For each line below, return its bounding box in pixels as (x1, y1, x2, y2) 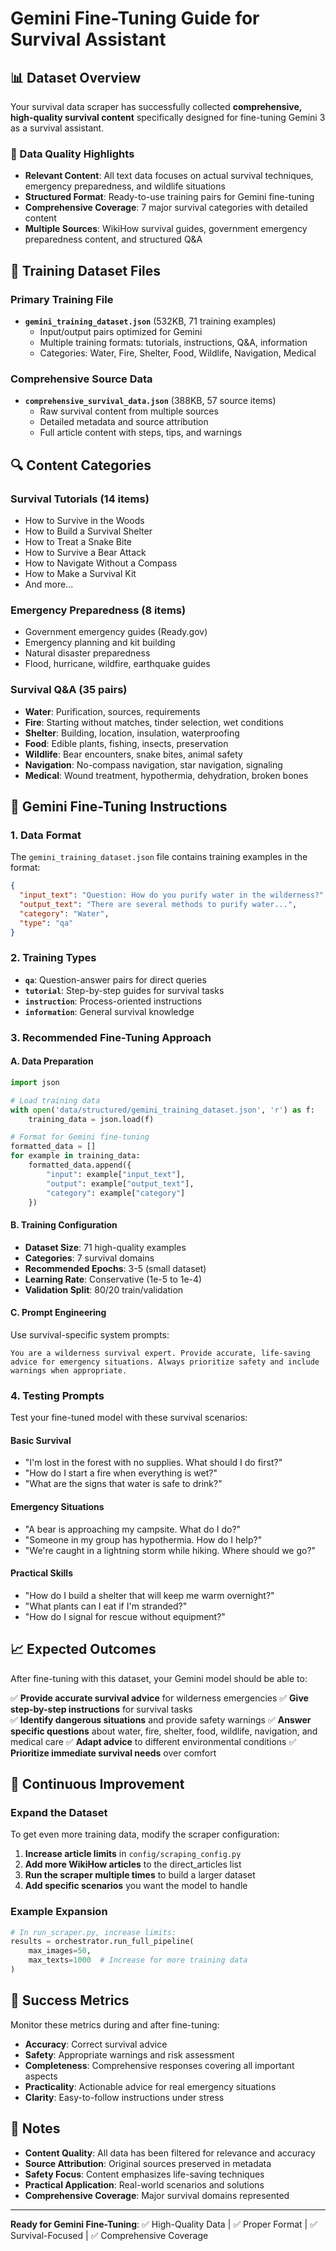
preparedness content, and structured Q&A (24, 233, 203, 246)
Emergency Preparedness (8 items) (10, 603, 187, 617)
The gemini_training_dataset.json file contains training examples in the (10, 851, 308, 863)
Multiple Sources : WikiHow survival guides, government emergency (24, 223, 308, 235)
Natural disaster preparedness (24, 647, 151, 659)
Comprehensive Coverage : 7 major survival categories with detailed (24, 202, 308, 214)
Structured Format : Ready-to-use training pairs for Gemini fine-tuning (24, 191, 315, 203)
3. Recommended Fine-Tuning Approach (10, 1030, 212, 1044)
